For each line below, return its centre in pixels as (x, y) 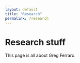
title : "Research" (24, 14)
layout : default (21, 9)
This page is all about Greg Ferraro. (40, 55)
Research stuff (35, 42)
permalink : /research (27, 18)
